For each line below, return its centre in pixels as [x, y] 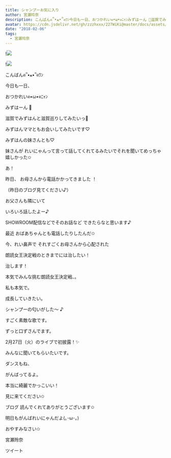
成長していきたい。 [25, 298]
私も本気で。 [19, 287]
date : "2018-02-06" [26, 29]
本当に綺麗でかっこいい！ [32, 385]
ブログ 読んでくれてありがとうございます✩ [50, 407]
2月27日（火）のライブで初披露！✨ [42, 342]
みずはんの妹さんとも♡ [30, 140]
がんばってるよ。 [23, 374]
